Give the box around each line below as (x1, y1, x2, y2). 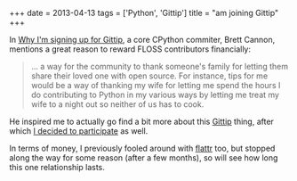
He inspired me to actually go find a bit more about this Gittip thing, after (9, 116, 274, 127)
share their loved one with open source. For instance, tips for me (30, 70, 269, 81)
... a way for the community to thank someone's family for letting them (30, 62, 289, 71)
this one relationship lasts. (9, 162, 105, 172)
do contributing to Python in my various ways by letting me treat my (30, 89, 280, 100)
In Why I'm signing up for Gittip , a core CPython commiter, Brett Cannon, (9, 35, 276, 45)
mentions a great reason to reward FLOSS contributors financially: (9, 44, 252, 54)
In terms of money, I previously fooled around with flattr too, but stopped (9, 143, 276, 153)
